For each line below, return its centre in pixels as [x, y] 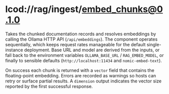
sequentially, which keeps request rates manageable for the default [75, 44]
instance [14, 50]
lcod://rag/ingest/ [44, 9]
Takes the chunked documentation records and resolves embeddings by [81, 34]
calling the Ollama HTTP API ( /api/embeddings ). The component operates [81, 39]
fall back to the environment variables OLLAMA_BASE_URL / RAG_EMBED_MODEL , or [85, 55]
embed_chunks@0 [122, 9]
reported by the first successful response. [49, 86]
